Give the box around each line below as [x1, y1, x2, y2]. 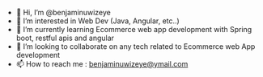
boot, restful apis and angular [15, 33, 115, 43]
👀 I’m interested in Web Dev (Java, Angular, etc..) [15, 16, 180, 26]
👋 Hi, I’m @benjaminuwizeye [15, 8, 112, 17]
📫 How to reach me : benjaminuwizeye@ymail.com [15, 59, 189, 68]
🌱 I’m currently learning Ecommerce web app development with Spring [15, 25, 252, 34]
